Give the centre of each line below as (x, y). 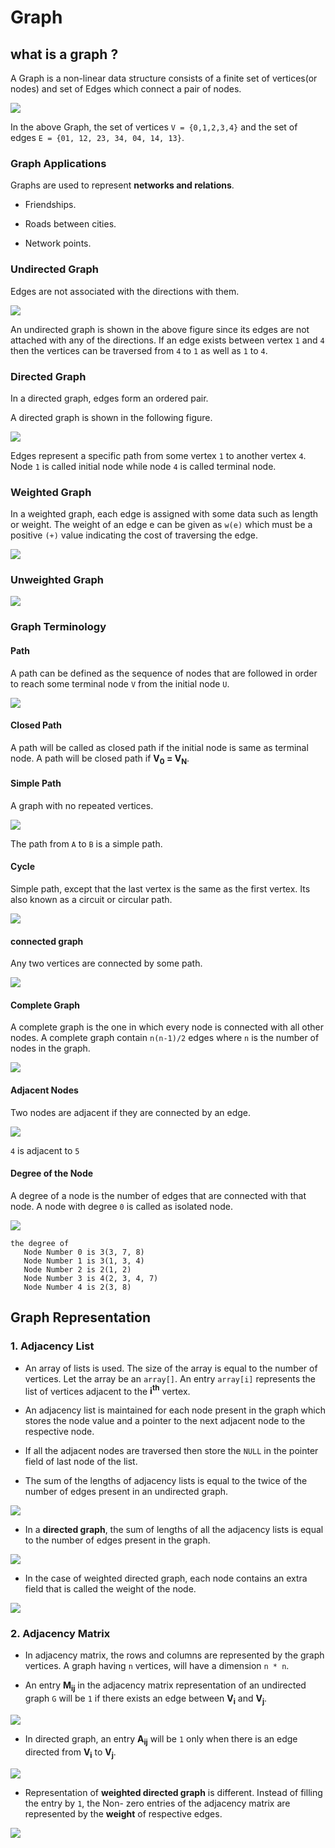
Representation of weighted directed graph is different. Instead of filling (173, 1792)
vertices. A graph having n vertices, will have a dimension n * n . (157, 1666)
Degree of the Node (52, 1173)
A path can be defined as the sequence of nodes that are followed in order (164, 673)
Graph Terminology (58, 627)
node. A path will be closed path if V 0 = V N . (100, 759)
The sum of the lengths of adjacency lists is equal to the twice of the (166, 1481)
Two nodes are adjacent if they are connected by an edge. (131, 1112)
